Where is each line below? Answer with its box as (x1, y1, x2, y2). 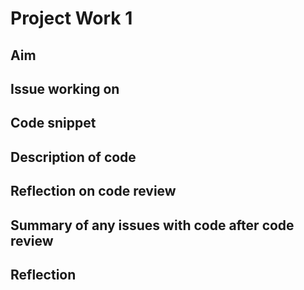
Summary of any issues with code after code (10, 217, 295, 234)
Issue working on (10, 80, 120, 97)
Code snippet (10, 115, 97, 132)
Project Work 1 (10, 7, 133, 30)
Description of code (10, 148, 137, 166)
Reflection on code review (10, 183, 177, 200)
